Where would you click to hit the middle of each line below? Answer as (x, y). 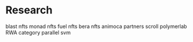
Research (29, 10)
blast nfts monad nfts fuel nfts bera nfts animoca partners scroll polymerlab (96, 26)
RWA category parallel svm (38, 32)
